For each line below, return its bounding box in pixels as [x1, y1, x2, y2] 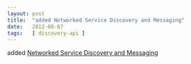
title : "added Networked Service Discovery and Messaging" [7, 17, 185, 24]
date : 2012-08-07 [7, 23, 64, 30]
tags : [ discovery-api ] [7, 29, 85, 37]
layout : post [7, 10, 45, 17]
